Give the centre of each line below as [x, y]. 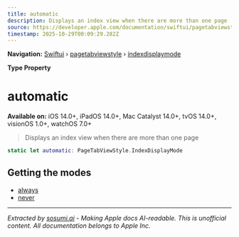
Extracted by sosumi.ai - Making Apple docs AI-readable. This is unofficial [117, 218]
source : [19, 27]
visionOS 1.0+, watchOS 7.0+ [50, 124]
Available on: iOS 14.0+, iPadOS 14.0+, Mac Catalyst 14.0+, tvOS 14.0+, [112, 116]
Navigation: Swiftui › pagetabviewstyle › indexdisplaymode [94, 54]
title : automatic [33, 14]
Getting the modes [49, 173]
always [28, 190]
